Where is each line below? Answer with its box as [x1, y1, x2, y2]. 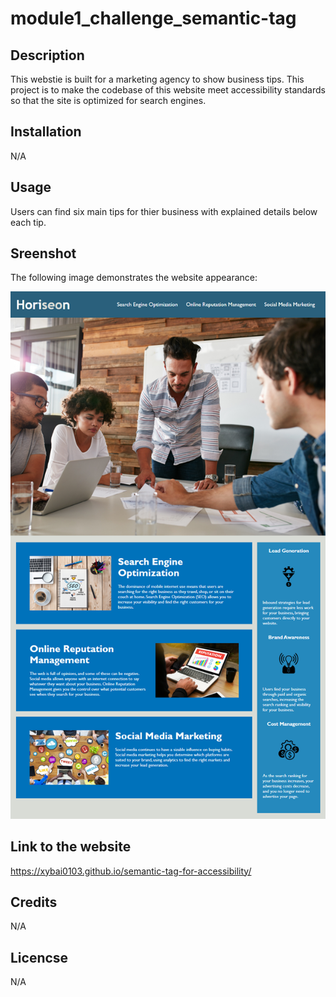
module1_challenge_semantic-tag [10, 7, 297, 30]
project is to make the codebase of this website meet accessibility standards [10, 84, 326, 96]
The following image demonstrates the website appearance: [10, 272, 258, 284]
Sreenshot [10, 245, 77, 262]
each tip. [10, 216, 47, 228]
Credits [10, 893, 58, 911]
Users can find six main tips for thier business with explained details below [10, 205, 318, 217]
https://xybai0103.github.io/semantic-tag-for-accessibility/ [10, 865, 252, 877]
